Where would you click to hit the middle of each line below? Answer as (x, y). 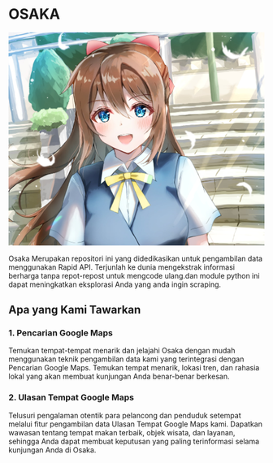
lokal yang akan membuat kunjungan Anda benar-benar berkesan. (119, 376)
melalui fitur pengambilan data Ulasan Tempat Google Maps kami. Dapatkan (135, 424)
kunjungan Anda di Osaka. (52, 450)
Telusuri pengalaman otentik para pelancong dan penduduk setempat (125, 415)
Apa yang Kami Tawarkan (75, 310)
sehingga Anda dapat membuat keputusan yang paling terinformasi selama (134, 441)
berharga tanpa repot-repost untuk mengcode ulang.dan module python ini (134, 275)
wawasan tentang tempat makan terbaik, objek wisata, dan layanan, (122, 432)
